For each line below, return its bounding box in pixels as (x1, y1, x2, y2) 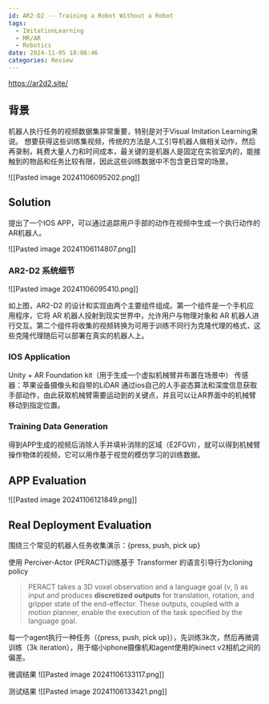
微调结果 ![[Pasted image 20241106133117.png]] (8, 670, 165, 679)
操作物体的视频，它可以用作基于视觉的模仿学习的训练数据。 (8, 450, 205, 460)
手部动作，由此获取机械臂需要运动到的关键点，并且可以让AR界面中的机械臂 (8, 390, 256, 400)
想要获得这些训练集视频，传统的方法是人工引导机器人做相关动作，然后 (23, 136, 256, 146)
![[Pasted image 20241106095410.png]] (8, 284, 139, 293)
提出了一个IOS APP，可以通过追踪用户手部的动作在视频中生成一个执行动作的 (8, 218, 260, 227)
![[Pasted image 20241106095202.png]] (8, 172, 140, 182)
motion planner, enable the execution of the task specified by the (27, 608, 243, 618)
